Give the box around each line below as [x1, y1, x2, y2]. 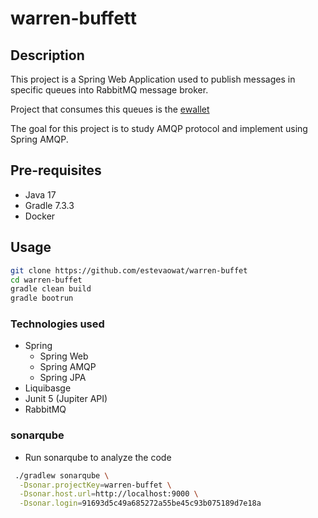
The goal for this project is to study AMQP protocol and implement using [10, 123, 308, 134]
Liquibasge [24, 382, 72, 394]
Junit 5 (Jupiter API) [24, 393, 108, 405]
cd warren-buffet [10, 275, 83, 285]
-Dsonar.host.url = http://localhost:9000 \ [19, 489, 199, 499]
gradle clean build [10, 284, 92, 294]
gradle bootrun [10, 293, 74, 304]
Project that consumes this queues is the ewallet [10, 103, 210, 115]
